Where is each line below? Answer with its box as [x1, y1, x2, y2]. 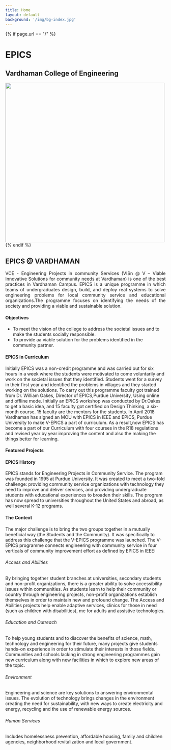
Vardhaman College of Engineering [5, 69, 119, 78]
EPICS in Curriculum [5, 354, 49, 360]
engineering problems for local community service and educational [5, 292, 166, 298]
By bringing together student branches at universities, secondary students [5, 575, 161, 581]
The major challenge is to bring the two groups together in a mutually [5, 526, 150, 532]
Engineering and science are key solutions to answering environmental [5, 690, 154, 696]
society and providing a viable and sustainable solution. [5, 303, 122, 309]
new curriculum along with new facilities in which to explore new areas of [5, 657, 159, 663]
